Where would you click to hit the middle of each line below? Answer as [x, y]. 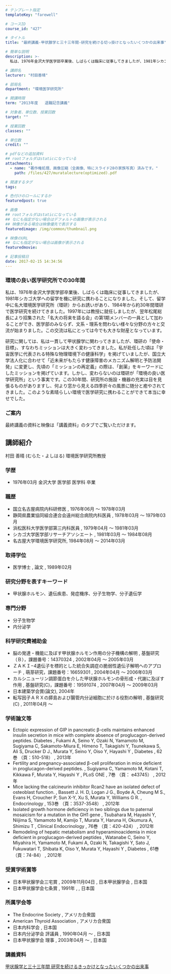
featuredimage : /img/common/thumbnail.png [51, 229]
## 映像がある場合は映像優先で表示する [41, 224]
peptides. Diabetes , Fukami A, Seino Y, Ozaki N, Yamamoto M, [78, 741]
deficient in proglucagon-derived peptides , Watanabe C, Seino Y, [82, 838]
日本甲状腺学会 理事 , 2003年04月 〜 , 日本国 [60, 940]
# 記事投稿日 [17, 257]
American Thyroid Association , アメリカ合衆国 [62, 921]
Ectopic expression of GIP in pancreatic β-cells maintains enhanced [84, 730]
